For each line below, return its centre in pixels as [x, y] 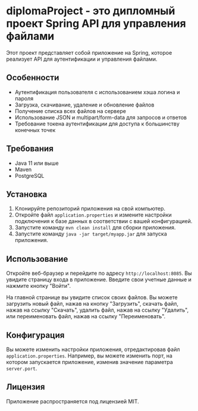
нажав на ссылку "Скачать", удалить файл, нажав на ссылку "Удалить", [98, 310]
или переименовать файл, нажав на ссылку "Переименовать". [86, 316]
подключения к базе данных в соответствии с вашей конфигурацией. [103, 221]
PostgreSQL [29, 175]
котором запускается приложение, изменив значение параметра [90, 362]
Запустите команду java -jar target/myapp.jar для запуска [91, 234]
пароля [24, 98]
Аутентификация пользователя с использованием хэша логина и [97, 92]
